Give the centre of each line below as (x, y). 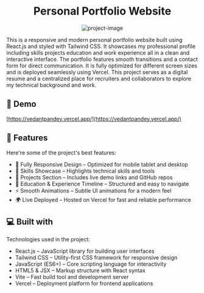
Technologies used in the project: (48, 240)
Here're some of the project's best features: (62, 153)
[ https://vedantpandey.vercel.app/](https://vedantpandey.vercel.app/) (94, 119)
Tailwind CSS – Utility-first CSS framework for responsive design (96, 258)
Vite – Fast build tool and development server (72, 277)
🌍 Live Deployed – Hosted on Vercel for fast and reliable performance (103, 199)
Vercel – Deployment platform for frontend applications (84, 283)
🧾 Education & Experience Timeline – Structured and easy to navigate (102, 184)
